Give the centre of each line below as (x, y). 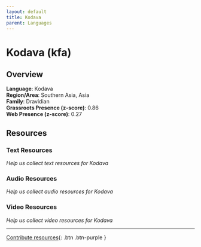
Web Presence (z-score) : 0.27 (44, 114)
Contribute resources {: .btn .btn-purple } (56, 237)
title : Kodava (24, 17)
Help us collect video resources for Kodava (60, 220)
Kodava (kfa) (39, 52)
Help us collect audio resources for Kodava (60, 191)
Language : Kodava (30, 89)
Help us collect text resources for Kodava (57, 163)
